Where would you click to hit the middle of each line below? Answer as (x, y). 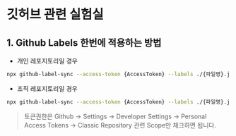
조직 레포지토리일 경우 (47, 88)
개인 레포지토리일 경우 (47, 61)
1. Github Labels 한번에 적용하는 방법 (84, 43)
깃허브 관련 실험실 (55, 14)
